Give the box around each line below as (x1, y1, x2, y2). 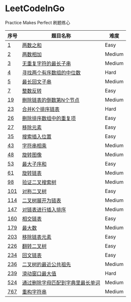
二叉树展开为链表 (22, 197, 62, 204)
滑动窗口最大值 (22, 270, 57, 277)
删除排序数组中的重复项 (22, 115, 76, 122)
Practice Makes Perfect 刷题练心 (5, 19, 71, 25)
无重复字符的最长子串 (22, 60, 72, 67)
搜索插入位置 (22, 133, 52, 140)
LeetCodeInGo (5, 3, 65, 14)
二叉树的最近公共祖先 (22, 261, 72, 268)
